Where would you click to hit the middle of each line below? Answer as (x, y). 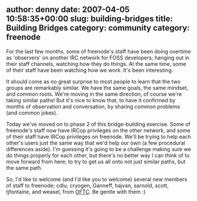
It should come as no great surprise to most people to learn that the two (93, 81)
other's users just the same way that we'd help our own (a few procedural (96, 143)
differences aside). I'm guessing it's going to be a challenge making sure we (99, 149)
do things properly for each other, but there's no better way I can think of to (98, 155)
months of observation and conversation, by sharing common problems (93, 106)
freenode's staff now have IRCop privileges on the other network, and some (98, 130)
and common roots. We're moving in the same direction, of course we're (94, 94)
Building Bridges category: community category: (98, 28)
